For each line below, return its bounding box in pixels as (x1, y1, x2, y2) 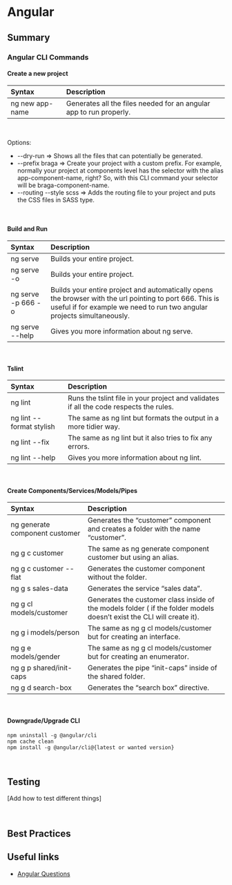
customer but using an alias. (87, 553, 180, 563)
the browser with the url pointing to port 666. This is (50, 293, 220, 303)
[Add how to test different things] (7, 795, 102, 803)
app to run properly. (66, 107, 131, 117)
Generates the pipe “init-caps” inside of (87, 663, 217, 673)
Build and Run (7, 225, 48, 233)
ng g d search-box (10, 683, 72, 692)
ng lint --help (10, 453, 56, 463)
